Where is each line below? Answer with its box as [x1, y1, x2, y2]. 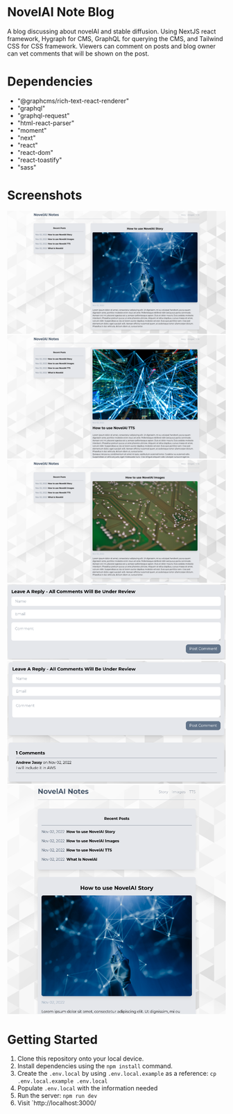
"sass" [17, 163, 37, 171]
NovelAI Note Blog [7, 4, 114, 20]
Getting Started [7, 1031, 98, 1047]
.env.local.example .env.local [17, 1078, 108, 1085]
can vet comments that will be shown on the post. [7, 49, 150, 58]
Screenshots [7, 188, 83, 204]
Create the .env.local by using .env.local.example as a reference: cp [17, 1070, 217, 1078]
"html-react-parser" [17, 119, 75, 127]
